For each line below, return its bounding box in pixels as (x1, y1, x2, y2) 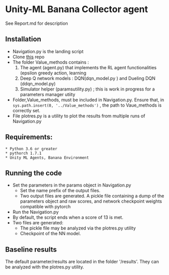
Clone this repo (12, 54, 44, 60)
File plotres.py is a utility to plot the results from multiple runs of (12, 113, 145, 119)
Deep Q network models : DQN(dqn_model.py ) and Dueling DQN (20, 75, 155, 81)
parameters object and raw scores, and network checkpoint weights (20, 198, 162, 204)
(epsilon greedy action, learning (20, 70, 87, 76)
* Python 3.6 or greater (5, 146, 58, 151)
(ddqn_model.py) (20, 80, 56, 86)
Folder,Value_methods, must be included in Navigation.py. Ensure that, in (12, 97, 164, 103)
